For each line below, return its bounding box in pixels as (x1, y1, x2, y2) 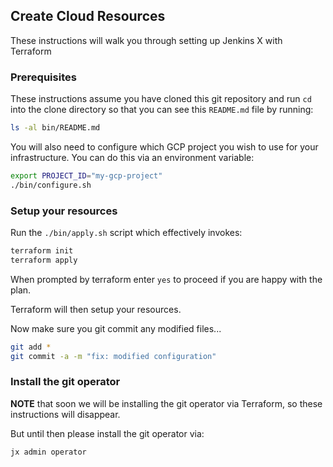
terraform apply (10, 255, 78, 265)
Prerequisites (10, 70, 77, 84)
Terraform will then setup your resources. (10, 303, 182, 315)
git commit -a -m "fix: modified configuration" (10, 351, 217, 361)
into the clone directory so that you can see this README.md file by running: (10, 104, 314, 116)
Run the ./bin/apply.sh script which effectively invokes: (10, 227, 243, 239)
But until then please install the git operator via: (10, 427, 205, 439)
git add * (10, 342, 52, 352)
